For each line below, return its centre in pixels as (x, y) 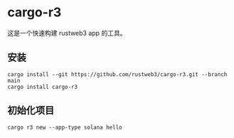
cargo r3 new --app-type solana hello (65, 127)
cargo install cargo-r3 (43, 87)
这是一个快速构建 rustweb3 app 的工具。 (67, 33)
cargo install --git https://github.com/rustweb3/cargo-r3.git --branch (117, 74)
